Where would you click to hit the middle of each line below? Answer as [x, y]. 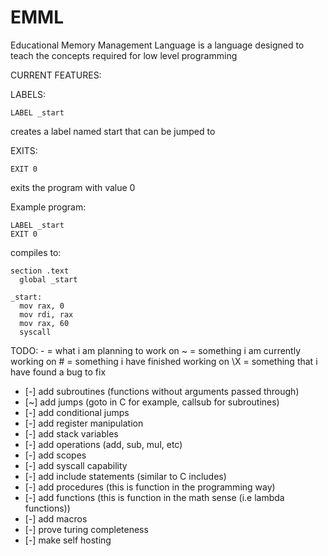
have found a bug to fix [58, 372]
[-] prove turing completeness [86, 529]
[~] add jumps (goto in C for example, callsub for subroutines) [152, 402]
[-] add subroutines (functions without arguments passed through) [162, 391]
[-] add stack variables [71, 433]
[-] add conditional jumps [77, 412]
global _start [48, 279]
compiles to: [36, 252]
